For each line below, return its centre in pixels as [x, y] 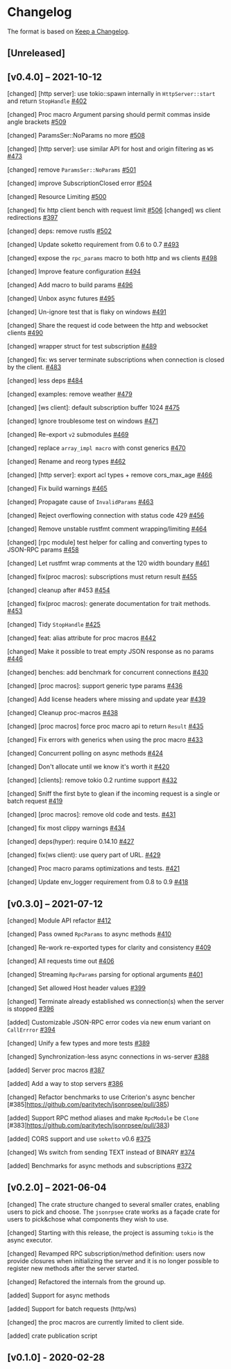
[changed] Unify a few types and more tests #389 [79, 1043]
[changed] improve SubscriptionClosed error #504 [80, 183]
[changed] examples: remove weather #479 [70, 394]
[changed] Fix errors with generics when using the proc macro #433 [105, 740]
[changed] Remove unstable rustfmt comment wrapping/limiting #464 [107, 529]
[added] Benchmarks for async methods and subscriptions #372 [100, 1165]
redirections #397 [33, 218]
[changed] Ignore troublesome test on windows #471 [83, 421]
